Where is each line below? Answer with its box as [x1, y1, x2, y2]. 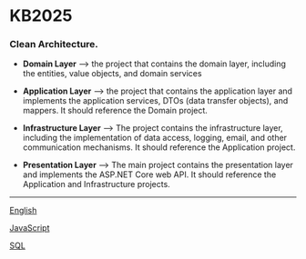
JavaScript [9, 223, 50, 234]
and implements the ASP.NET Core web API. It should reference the [22, 169, 277, 180]
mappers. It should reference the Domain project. [22, 105, 208, 116]
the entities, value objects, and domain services [22, 68, 202, 79]
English [9, 205, 37, 216]
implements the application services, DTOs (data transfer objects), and [22, 95, 289, 106]
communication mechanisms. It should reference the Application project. [22, 142, 296, 153]
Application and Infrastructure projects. [22, 179, 170, 190]
